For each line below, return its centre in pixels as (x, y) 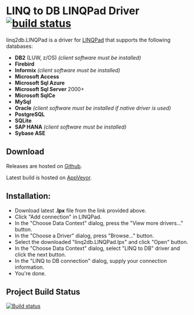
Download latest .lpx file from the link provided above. (80, 210)
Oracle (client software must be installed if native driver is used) (93, 108)
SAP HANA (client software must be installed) (70, 127)
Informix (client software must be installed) (68, 70)
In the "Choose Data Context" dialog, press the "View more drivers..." (99, 223)
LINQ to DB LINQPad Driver (73, 11)
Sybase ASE (30, 133)
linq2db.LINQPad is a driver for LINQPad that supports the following (88, 40)
